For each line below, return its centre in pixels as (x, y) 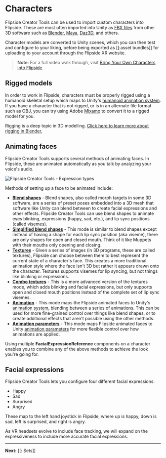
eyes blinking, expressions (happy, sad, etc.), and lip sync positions (81, 218)
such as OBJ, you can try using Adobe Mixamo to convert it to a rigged (77, 111)
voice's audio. (19, 169)
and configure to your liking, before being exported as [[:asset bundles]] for (82, 47)
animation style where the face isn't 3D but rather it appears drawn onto (86, 266)
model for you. (20, 116)
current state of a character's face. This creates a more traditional (79, 260)
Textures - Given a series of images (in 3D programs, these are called (83, 250)
